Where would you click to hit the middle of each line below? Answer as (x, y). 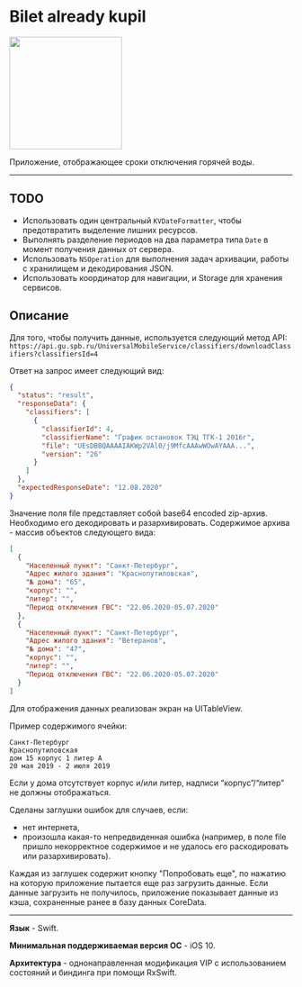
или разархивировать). (67, 856)
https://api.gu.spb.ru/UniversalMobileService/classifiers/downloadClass (151, 346)
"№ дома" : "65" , (56, 583)
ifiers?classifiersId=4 (54, 354)
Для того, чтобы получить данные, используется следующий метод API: (148, 337)
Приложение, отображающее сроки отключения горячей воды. (132, 162)
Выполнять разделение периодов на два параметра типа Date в (145, 240)
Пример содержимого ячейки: (68, 726)
